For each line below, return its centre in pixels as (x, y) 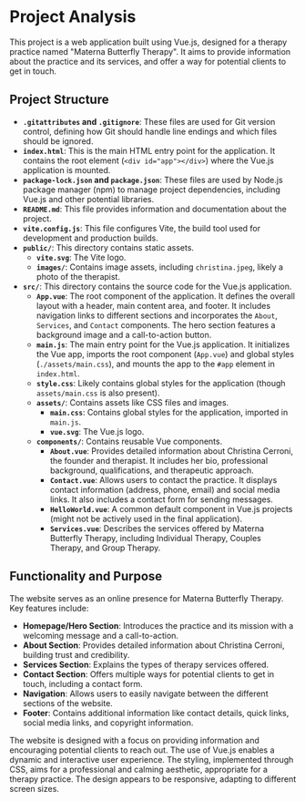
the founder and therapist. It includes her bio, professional (159, 460)
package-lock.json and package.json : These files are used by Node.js (153, 180)
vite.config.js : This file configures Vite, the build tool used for (142, 228)
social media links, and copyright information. (108, 723)
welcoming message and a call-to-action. (101, 635)
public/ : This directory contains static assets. (108, 247)
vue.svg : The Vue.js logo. (97, 431)
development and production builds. (91, 238)
